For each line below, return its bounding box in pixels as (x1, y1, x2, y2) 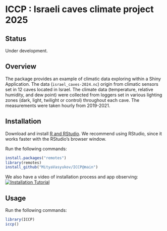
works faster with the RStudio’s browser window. (5, 136, 106, 142)
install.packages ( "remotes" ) (5, 155, 67, 160)
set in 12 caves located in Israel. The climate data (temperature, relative (5, 86, 153, 92)
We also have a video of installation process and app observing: (5, 174, 138, 180)
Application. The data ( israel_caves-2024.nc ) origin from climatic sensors (5, 81, 159, 87)
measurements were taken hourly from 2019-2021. (5, 102, 110, 108)
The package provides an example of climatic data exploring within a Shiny (5, 76, 161, 82)
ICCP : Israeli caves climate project (5, 4, 154, 15)
